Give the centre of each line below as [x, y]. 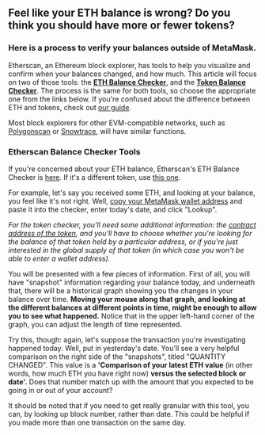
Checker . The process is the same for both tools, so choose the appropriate [132, 90]
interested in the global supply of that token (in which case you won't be [126, 250]
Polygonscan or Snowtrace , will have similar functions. [97, 131]
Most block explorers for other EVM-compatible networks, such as [117, 123]
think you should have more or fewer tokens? [122, 26]
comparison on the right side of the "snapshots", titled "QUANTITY [117, 357]
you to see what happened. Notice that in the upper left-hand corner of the [131, 315]
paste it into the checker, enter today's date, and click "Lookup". [113, 209]
